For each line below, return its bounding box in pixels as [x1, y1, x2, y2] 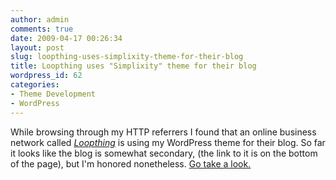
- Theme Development [10, 89, 97, 99]
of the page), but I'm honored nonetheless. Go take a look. [10, 157, 252, 170]
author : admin [10, 14, 70, 25]
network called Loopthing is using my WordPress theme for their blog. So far [10, 136, 326, 148]
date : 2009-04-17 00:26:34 [10, 33, 123, 43]
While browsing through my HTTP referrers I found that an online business [10, 126, 317, 138]
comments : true [10, 24, 74, 34]
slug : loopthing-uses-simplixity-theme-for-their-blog [10, 52, 244, 62]
